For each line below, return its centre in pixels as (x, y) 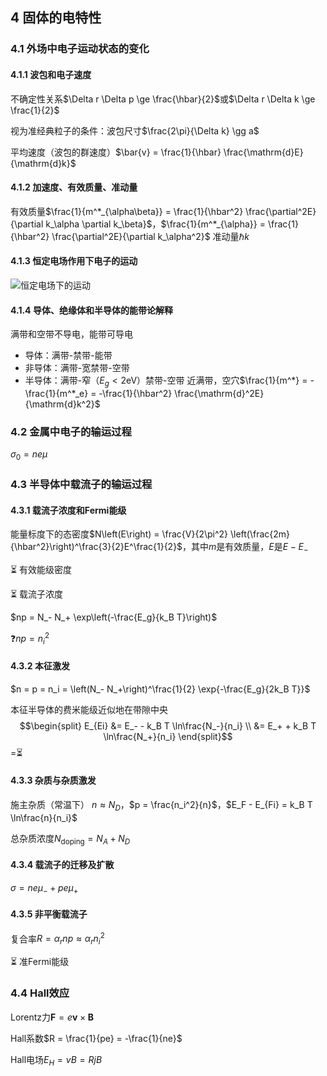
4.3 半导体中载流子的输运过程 (81, 484)
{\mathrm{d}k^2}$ (62, 404)
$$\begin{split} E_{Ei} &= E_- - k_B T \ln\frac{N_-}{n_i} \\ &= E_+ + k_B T (168, 725)
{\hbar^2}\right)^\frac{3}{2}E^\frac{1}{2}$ (96, 547)
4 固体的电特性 (56, 18)
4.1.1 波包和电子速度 (51, 74)
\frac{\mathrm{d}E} (263, 152)
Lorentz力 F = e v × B (52, 1017)
